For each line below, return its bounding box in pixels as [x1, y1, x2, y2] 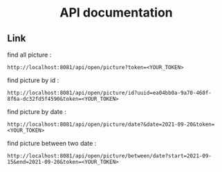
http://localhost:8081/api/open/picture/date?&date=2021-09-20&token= [7, 121, 215, 128]
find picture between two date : [7, 140, 97, 147]
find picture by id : [7, 76, 59, 84]
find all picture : [7, 50, 52, 59]
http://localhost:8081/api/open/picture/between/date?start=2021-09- [7, 153, 212, 160]
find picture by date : [7, 108, 67, 115]
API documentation [59, 5, 173, 21]
